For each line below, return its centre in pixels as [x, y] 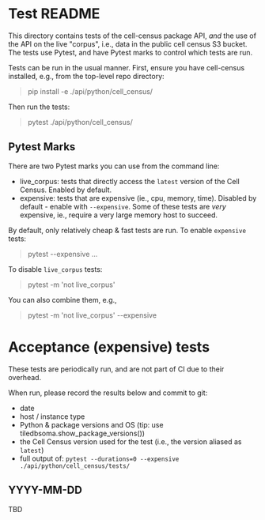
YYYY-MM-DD [45, 490]
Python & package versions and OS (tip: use [91, 424]
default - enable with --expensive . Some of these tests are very [123, 206]
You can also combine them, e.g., [62, 300]
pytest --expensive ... [62, 254]
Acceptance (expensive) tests [109, 347]
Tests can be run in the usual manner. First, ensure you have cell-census [127, 67]
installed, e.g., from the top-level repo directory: [86, 76]
